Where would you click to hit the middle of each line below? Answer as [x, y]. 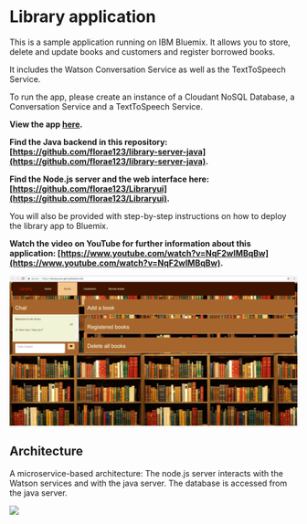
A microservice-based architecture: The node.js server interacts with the [146, 473]
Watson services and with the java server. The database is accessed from [148, 483]
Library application [83, 17]
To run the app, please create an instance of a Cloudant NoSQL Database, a [152, 97]
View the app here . [46, 124]
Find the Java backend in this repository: [89, 141]
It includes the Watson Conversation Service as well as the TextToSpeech [148, 69]
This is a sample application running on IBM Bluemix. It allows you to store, [150, 42]
